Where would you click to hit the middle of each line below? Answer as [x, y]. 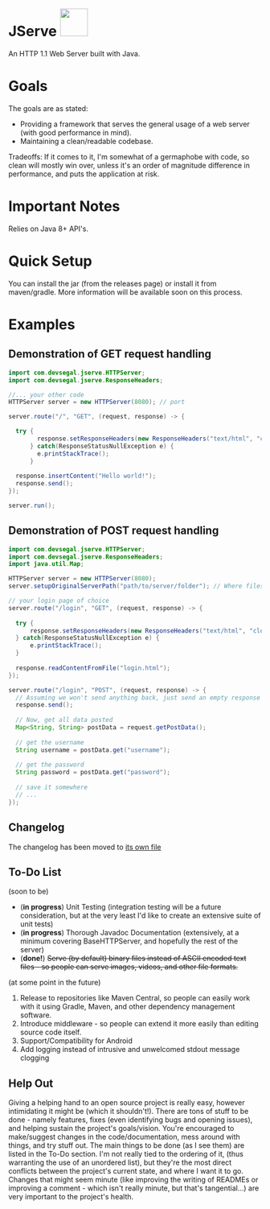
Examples [42, 324]
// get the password [50, 765]
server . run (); [32, 505]
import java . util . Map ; [46, 564]
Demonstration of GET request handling [110, 354]
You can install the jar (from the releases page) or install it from [112, 283]
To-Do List [35, 872]
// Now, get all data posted [64, 720]
